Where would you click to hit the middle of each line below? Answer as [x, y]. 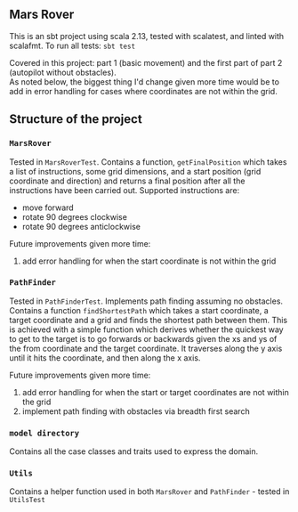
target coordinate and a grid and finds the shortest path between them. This [148, 320]
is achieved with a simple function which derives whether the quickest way [146, 329]
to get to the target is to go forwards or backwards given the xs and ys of [143, 338]
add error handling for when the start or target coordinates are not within [155, 392]
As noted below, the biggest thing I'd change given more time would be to [145, 81]
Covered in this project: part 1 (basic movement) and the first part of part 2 [146, 62]
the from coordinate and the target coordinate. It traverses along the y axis [146, 348]
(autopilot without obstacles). [63, 72]
